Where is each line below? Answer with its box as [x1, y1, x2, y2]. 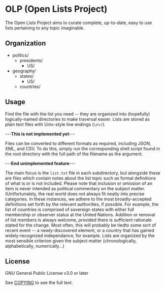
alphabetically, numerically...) [5, 243, 65, 249]
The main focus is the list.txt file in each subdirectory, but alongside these [5, 170, 161, 175]
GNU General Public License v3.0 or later [5, 270, 89, 276]
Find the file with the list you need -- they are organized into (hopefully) [5, 111, 150, 116]
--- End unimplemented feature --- [5, 160, 75, 166]
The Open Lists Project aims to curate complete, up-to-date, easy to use [5, 20, 152, 26]
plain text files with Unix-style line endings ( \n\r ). [5, 121, 106, 127]
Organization [5, 39, 46, 48]
